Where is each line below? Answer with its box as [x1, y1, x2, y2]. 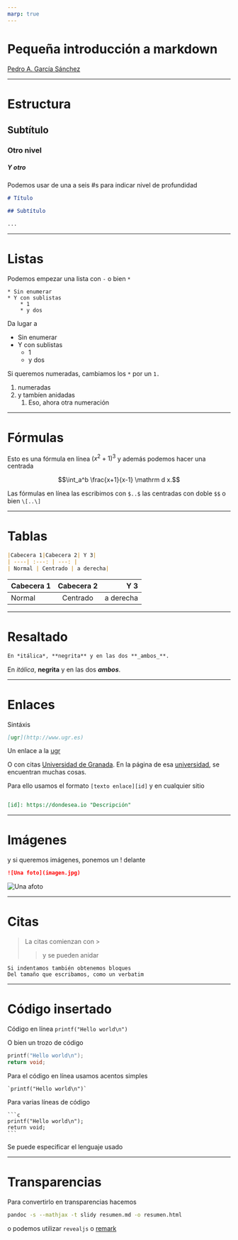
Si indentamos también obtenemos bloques [7, 965, 132, 972]
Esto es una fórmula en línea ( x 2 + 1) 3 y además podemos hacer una [7, 453, 206, 463]
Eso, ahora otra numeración [28, 398, 110, 407]
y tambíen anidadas [17, 390, 76, 399]
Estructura [7, 96, 72, 112]
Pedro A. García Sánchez [7, 65, 81, 73]
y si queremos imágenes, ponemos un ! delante [7, 856, 146, 865]
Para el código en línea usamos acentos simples [7, 1071, 148, 1080]
